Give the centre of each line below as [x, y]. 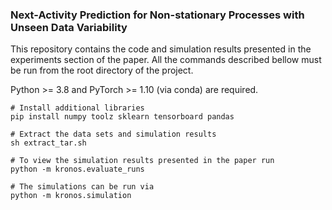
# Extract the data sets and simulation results [113, 134]
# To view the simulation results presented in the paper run [142, 161]
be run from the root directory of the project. [102, 70]
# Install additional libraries [77, 108]
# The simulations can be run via [82, 187]
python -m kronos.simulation [71, 196]
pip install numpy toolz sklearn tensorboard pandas [122, 117]
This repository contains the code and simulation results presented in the [161, 49]
